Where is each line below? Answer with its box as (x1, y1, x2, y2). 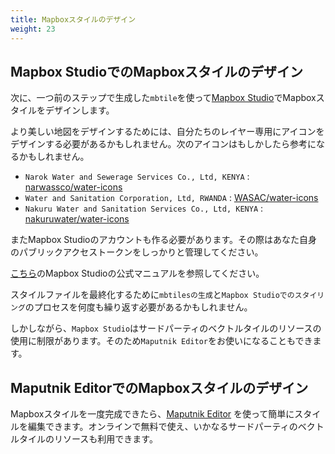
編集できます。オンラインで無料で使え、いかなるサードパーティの (27, 421, 298, 433)
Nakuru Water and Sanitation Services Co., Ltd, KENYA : (24, 202, 264, 215)
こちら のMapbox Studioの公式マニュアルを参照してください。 (10, 267, 265, 280)
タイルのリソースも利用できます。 (18, 433, 158, 445)
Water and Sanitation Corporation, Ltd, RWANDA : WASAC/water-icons (24, 192, 319, 204)
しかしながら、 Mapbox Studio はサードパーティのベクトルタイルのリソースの (10, 322, 322, 335)
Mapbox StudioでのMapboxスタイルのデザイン (10, 63, 304, 80)
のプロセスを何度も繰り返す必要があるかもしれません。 (24, 301, 253, 313)
